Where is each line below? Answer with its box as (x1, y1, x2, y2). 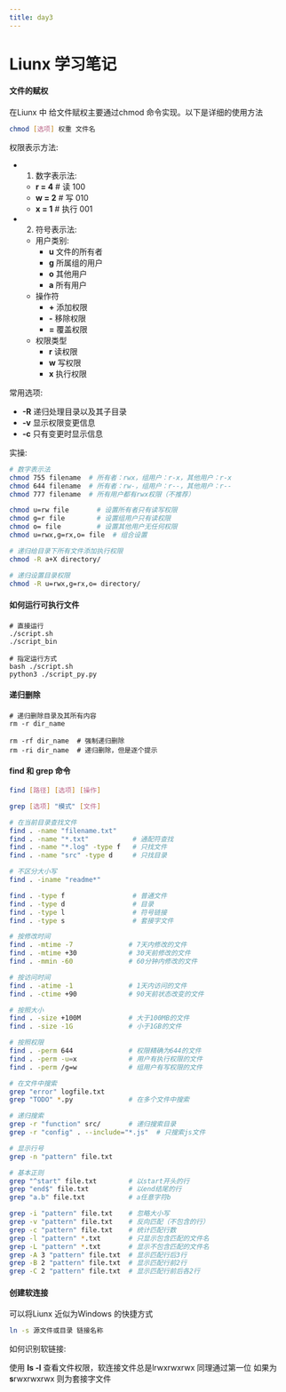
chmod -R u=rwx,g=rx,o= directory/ (9, 579, 141, 588)
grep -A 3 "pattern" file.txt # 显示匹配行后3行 (9, 1250, 187, 1260)
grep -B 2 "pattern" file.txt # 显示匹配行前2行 (9, 1259, 187, 1268)
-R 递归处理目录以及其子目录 (21, 406, 127, 417)
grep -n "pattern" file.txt (9, 1152, 114, 1161)
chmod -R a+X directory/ (9, 554, 101, 564)
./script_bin (9, 637, 58, 646)
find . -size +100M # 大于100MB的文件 (9, 1014, 190, 1022)
